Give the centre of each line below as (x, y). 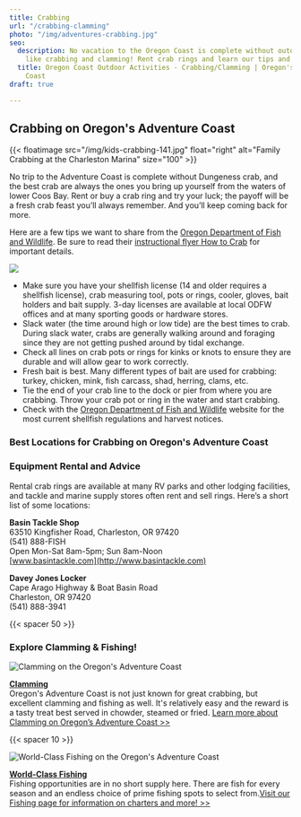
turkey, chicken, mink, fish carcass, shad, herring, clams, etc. (135, 381)
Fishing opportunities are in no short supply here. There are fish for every (145, 783)
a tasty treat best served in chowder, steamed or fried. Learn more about (144, 712)
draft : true (31, 84)
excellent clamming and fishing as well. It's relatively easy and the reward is (149, 703)
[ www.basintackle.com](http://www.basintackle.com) (108, 561)
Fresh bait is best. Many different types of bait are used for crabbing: (150, 371)
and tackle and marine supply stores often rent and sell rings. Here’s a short (149, 495)
